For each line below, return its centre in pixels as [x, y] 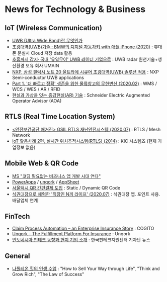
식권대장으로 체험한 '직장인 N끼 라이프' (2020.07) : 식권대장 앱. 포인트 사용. [86, 194]
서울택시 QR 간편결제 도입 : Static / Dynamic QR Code [66, 187]
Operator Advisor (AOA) [37, 101]
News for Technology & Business [75, 9]
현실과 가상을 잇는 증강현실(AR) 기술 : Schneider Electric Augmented [81, 95]
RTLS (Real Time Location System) [60, 117]
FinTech [17, 216]
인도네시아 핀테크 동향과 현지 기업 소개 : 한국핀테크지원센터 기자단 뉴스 [81, 240]
